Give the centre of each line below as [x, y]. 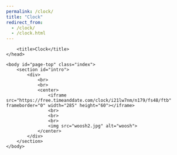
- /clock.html [28, 33]
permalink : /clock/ [30, 11]
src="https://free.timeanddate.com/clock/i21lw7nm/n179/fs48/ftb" [89, 101]
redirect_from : [25, 22]
